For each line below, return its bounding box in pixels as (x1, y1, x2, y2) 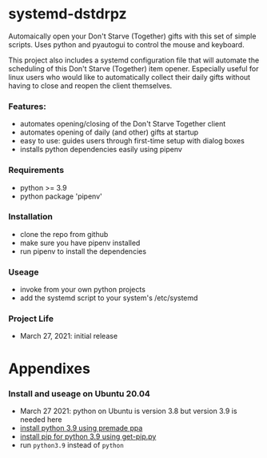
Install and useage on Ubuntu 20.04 (8, 388, 150, 399)
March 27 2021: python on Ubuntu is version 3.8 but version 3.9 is (19, 406, 237, 416)
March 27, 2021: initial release (19, 331, 118, 341)
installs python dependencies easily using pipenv (19, 145, 182, 155)
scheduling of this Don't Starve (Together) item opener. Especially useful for (8, 63, 259, 73)
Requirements (8, 165, 65, 176)
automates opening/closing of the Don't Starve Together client (19, 119, 226, 129)
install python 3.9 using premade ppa (19, 423, 143, 432)
